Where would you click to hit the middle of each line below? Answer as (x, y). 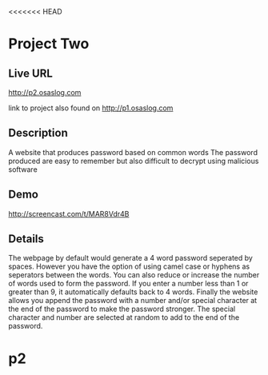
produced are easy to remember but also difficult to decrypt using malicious (134, 161)
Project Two (49, 44)
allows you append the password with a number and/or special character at (133, 301)
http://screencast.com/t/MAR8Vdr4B (69, 213)
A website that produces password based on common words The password (133, 152)
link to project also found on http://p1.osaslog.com (91, 108)
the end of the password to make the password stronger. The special (122, 309)
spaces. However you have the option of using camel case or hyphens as (129, 266)
